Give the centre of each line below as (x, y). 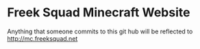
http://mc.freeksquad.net (42, 38)
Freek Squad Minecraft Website (99, 13)
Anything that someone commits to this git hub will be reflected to (100, 31)
